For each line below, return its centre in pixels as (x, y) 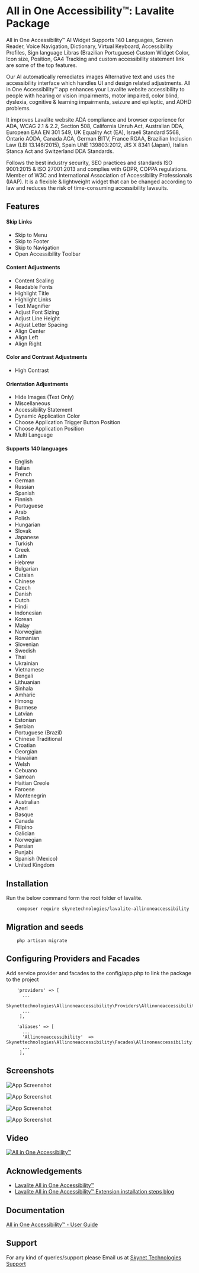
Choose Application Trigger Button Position (68, 422)
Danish (23, 594)
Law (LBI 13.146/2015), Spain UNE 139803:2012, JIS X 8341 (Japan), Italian (97, 145)
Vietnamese (29, 670)
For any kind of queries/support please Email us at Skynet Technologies (94, 1257)
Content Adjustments (33, 268)
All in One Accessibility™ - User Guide (52, 1225)
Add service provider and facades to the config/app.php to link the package (99, 973)
